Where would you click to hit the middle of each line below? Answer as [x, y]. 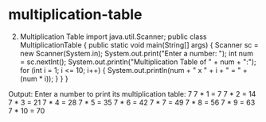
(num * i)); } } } [44, 78]
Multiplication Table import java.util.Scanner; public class [113, 36]
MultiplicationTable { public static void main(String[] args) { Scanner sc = [139, 44]
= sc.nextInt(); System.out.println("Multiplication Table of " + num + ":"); [138, 62]
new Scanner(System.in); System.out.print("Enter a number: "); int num [136, 53]
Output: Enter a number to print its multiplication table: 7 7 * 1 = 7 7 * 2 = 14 [132, 93]
